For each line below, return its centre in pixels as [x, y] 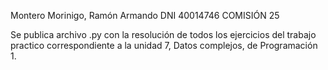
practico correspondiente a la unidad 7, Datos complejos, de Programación [164, 45]
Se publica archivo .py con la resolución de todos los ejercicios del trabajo [163, 34]
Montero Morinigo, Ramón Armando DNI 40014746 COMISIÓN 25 [145, 15]
